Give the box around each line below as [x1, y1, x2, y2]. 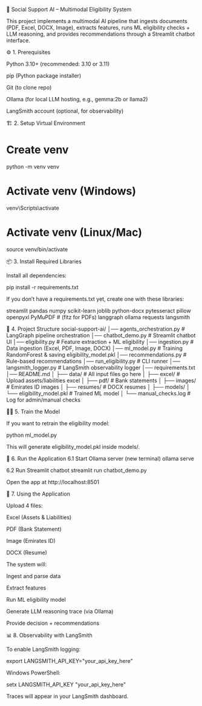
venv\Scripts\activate [6, 204, 59, 212]
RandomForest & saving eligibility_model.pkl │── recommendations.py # [6, 351, 187, 358]
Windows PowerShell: [6, 669, 60, 676]
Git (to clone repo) [6, 84, 52, 91]
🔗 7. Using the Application [6, 490, 71, 497]
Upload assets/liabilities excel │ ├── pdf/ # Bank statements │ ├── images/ [6, 377, 197, 384]
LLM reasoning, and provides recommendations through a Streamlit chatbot [6, 30, 195, 38]
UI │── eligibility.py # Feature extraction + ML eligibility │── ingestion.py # [6, 338, 194, 345]
